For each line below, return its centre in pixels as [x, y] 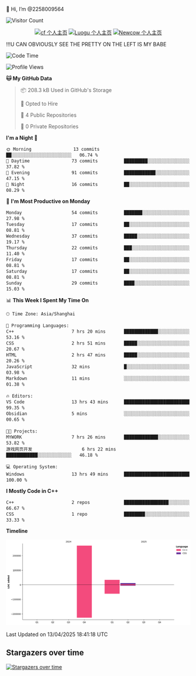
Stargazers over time [45, 653]
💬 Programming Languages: [37, 326]
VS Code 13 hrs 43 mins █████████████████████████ [98, 402]
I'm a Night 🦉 [22, 138]
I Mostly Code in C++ [32, 491]
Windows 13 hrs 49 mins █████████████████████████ [98, 474]
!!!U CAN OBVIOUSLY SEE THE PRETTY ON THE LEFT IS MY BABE [86, 44]
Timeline [17, 531]
